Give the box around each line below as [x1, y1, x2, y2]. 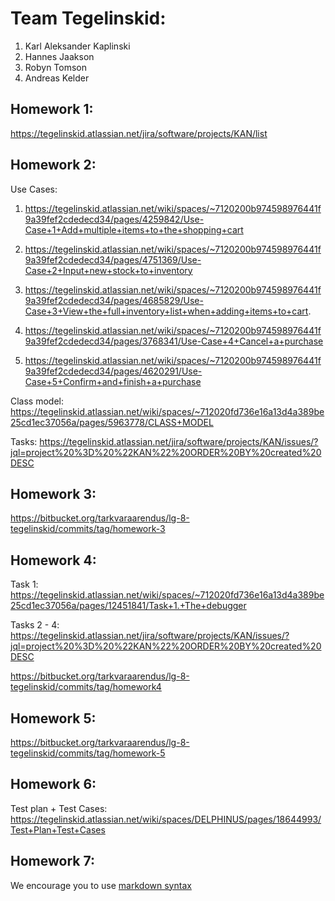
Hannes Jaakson [24, 50, 95, 62]
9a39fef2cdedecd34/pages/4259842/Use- [24, 213, 205, 225]
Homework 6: [10, 776, 97, 793]
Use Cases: [10, 183, 58, 195]
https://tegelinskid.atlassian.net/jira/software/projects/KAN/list [10, 127, 268, 139]
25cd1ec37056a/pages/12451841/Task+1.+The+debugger [10, 600, 247, 612]
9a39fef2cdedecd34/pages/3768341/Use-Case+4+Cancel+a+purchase [24, 335, 324, 347]
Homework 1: [10, 101, 94, 118]
